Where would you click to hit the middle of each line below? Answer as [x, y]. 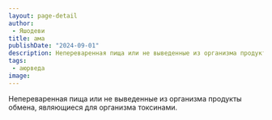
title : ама [27, 38]
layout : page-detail [43, 16]
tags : [17, 61]
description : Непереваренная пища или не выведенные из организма [123, 53]
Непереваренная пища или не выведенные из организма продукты [125, 98]
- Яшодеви [28, 31]
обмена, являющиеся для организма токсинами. [93, 107]
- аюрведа [28, 68]
